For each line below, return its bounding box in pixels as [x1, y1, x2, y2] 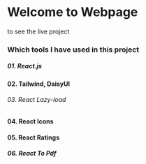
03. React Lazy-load [7, 96, 66, 104]
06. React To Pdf [7, 149, 57, 158]
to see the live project [7, 27, 70, 36]
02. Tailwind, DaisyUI [7, 80, 71, 88]
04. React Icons [7, 117, 54, 126]
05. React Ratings [7, 133, 60, 142]
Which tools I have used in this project [7, 45, 140, 54]
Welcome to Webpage [7, 4, 138, 20]
